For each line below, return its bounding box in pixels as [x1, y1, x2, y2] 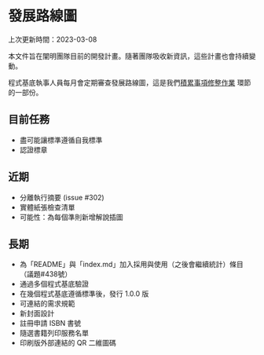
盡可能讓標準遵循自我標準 [19, 135, 103, 145]
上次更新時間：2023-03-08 [8, 35, 97, 44]
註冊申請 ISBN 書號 [19, 319, 82, 328]
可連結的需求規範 [19, 299, 75, 309]
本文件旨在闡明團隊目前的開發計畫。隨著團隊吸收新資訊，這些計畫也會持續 [8, 51, 249, 60]
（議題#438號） [19, 269, 72, 279]
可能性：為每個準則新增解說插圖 [19, 212, 123, 221]
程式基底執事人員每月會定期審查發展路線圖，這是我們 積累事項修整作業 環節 [8, 78, 251, 87]
